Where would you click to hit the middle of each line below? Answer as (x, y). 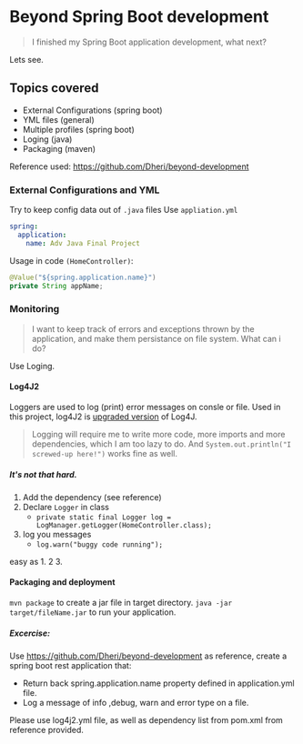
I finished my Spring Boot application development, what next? (149, 42)
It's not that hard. (43, 474)
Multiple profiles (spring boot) (78, 129)
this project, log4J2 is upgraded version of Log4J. (103, 417)
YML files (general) (59, 119)
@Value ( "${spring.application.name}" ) (83, 277)
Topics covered (54, 88)
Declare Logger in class (66, 507)
